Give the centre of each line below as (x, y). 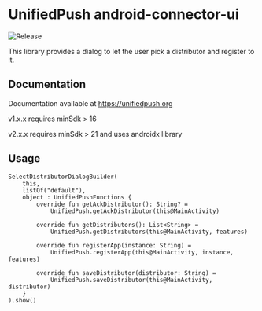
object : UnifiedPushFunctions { (77, 197)
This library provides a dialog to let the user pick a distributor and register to (131, 51)
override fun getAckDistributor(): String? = (113, 204)
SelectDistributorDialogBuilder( (63, 177)
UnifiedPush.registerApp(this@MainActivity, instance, (142, 252)
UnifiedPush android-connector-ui (124, 15)
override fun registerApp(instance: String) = (114, 245)
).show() (22, 300)
